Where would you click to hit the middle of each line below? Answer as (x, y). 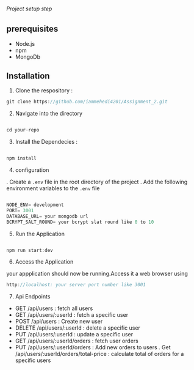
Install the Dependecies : (46, 142)
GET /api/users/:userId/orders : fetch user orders (77, 341)
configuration (32, 170)
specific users (33, 360)
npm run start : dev (30, 250)
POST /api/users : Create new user (59, 322)
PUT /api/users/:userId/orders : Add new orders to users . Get (93, 347)
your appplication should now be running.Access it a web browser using (97, 274)
